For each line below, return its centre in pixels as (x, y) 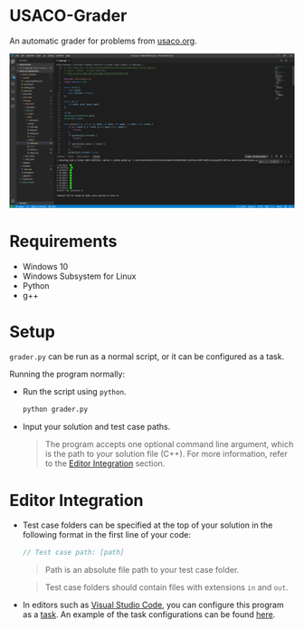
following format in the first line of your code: (107, 535)
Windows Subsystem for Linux (79, 276)
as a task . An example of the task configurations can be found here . (149, 615)
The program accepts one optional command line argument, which (169, 444)
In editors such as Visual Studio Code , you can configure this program (153, 605)
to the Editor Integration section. (105, 463)
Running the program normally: (67, 374)
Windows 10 (45, 266)
